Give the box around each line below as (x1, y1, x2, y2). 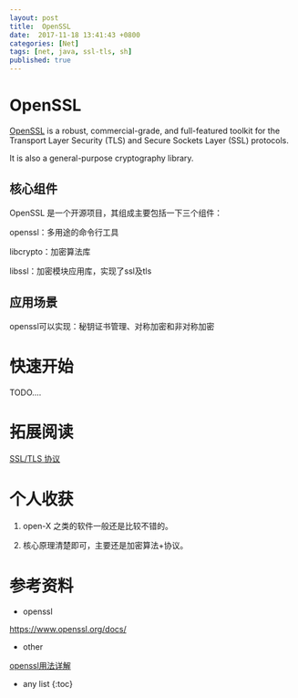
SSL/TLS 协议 (9, 453, 61, 464)
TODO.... (9, 387, 42, 398)
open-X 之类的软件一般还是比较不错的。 (22, 521, 173, 532)
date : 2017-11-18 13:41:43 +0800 (9, 30, 141, 39)
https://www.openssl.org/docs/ (9, 624, 127, 635)
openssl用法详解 (9, 661, 71, 672)
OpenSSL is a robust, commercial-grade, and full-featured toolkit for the (9, 125, 281, 136)
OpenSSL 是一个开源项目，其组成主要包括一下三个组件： (9, 207, 223, 218)
